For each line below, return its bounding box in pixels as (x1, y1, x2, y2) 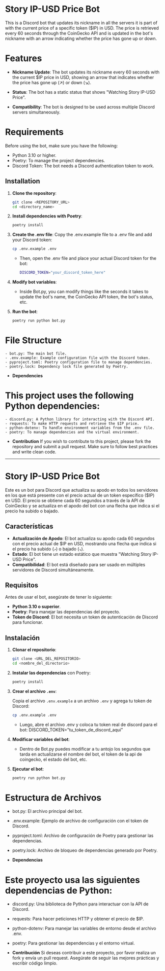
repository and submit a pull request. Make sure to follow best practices (12, 443, 158, 449)
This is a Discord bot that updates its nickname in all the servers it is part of (5, 20, 158, 26)
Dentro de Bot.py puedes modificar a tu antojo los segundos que (19, 746, 151, 752)
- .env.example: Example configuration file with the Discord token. (5, 355, 151, 360)
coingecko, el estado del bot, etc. (19, 756, 87, 762)
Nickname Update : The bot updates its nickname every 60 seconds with (12, 69, 160, 75)
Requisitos (5, 581, 38, 589)
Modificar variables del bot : (12, 736, 70, 742)
